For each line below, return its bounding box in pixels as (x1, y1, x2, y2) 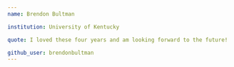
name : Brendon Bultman (7, 10, 75, 18)
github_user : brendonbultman (7, 49, 94, 56)
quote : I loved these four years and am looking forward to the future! (7, 36, 228, 43)
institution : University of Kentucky (7, 23, 120, 31)
